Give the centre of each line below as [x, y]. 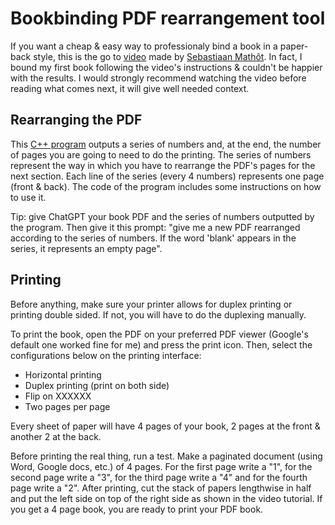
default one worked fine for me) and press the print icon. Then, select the [161, 344]
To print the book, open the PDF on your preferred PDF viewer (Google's [159, 334]
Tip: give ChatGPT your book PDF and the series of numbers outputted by [162, 216]
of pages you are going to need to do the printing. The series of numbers [161, 154]
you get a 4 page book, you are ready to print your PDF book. [137, 509]
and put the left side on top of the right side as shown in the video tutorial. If [166, 498]
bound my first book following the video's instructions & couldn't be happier [166, 67]
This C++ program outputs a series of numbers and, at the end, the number [166, 144]
